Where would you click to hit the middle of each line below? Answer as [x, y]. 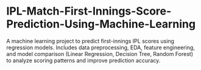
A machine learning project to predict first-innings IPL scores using [90, 41]
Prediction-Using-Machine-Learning [101, 24]
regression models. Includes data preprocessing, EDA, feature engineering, [100, 47]
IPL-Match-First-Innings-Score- [89, 11]
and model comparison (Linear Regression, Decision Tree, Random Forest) [100, 54]
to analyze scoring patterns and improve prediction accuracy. [83, 60]
